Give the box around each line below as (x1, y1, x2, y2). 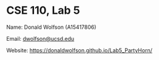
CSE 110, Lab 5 (6, 4, 80, 17)
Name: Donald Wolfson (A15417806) (6, 23, 96, 31)
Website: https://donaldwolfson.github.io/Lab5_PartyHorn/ (6, 46, 153, 54)
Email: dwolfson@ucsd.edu (6, 35, 75, 42)
